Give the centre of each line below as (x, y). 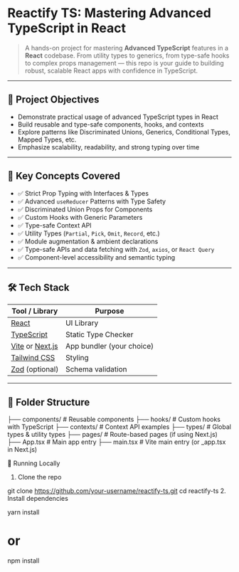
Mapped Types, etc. (47, 139)
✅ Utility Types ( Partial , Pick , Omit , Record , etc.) (89, 233)
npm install (23, 561)
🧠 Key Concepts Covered (64, 176)
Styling (77, 358)
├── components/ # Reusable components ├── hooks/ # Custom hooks (114, 419)
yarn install (23, 512)
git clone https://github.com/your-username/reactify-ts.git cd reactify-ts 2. (117, 491)
